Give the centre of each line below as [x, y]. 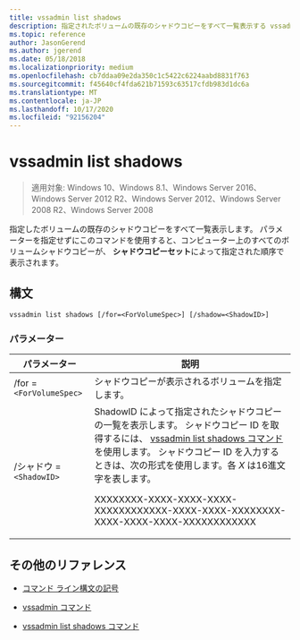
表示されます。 [37, 263]
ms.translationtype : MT [54, 92]
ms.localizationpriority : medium [71, 68]
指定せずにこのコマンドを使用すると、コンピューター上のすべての [161, 240]
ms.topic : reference [48, 34]
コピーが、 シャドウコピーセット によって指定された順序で [178, 252]
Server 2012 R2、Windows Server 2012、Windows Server [174, 199]
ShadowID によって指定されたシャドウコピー [188, 412]
